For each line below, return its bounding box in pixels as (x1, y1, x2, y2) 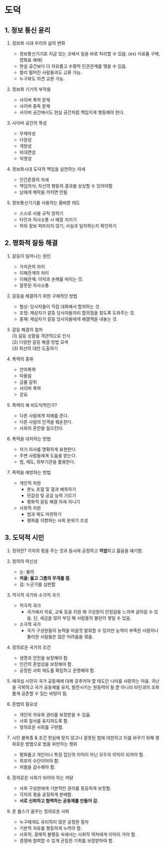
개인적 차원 (19, 480, 41, 486)
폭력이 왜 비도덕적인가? (11, 402, 57, 408)
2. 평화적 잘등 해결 (4, 239, 58, 247)
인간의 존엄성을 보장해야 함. (19, 661, 73, 667)
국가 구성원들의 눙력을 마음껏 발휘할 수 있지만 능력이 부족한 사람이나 (26, 627, 159, 634)
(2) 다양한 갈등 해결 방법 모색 (11, 339, 68, 345)
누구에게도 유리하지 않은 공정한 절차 (19, 819, 89, 825)
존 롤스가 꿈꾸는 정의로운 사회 (11, 808, 69, 814)
